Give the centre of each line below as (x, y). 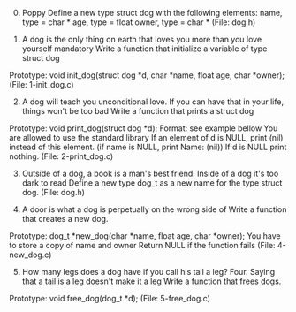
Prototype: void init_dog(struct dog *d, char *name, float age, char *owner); (147, 75)
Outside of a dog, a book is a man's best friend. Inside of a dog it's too (150, 173)
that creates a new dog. (65, 219)
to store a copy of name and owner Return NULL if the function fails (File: (142, 245)
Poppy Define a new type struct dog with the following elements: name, (152, 13)
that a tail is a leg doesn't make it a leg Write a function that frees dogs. (152, 281)
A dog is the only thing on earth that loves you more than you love (142, 39)
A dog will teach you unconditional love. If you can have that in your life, (153, 102)
